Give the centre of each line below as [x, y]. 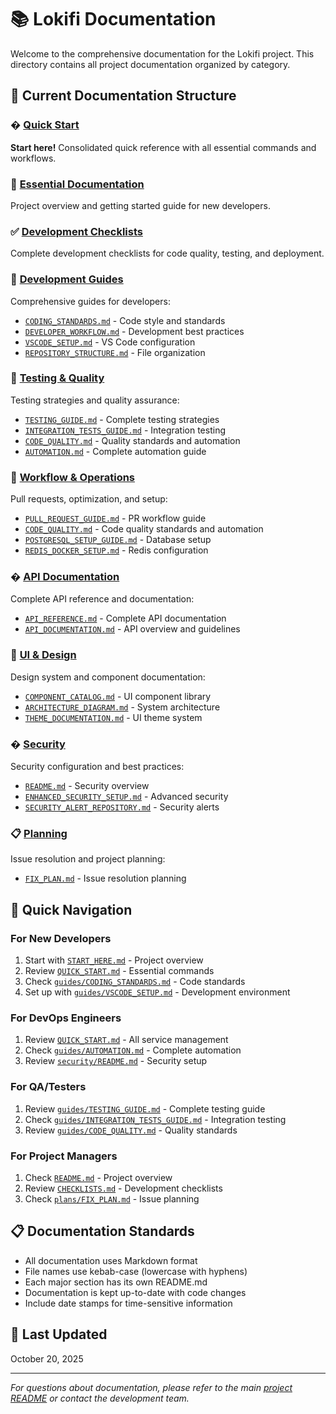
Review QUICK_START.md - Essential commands [119, 970]
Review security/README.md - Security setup [116, 1061]
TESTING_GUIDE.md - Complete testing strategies [122, 419]
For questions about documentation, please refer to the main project [151, 1387]
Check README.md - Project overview [98, 1177]
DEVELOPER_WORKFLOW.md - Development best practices [134, 331]
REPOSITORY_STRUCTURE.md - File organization [115, 352]
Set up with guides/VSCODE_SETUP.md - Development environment [157, 992]
